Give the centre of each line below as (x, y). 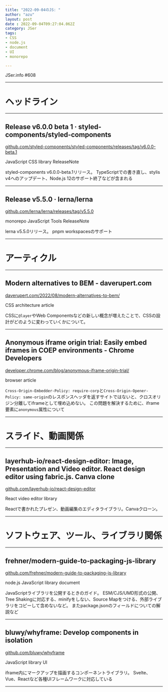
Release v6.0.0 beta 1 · (41, 127)
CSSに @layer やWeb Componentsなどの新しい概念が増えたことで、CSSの (81, 315)
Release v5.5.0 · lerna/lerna (49, 199)
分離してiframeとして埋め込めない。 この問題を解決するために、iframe (86, 403)
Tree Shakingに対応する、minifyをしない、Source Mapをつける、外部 (77, 599)
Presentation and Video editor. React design (75, 469)
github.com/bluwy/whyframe (35, 652)
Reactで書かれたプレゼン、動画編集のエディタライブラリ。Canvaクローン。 (83, 509)
